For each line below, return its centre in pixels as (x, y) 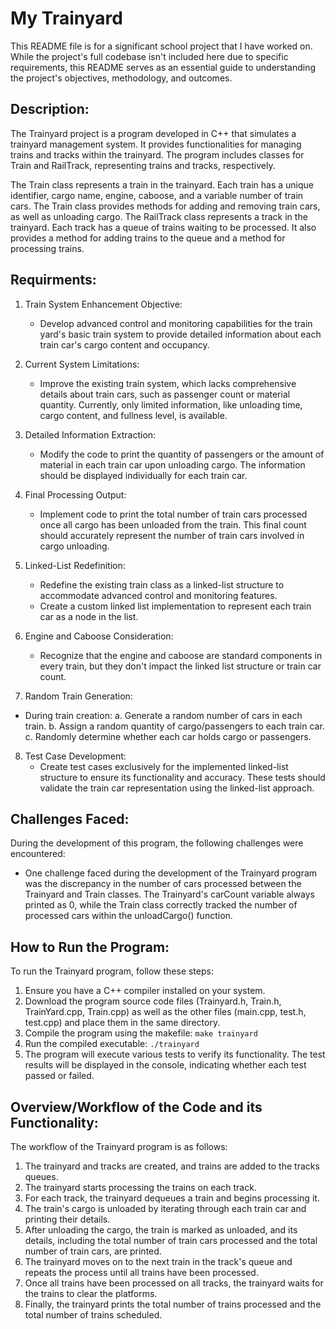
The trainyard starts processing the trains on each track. (140, 1187)
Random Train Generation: (78, 696)
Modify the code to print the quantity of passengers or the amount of (182, 454)
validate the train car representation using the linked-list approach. (177, 788)
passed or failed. (59, 1076)
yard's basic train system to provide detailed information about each (180, 334)
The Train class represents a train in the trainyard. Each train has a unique (162, 184)
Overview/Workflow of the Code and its (136, 1107)
